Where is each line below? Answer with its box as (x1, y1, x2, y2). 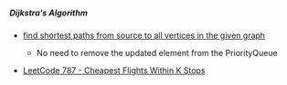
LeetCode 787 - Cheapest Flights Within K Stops (22, 64, 206, 76)
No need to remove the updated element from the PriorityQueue (36, 47, 278, 58)
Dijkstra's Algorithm (9, 7, 89, 18)
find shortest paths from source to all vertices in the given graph (22, 30, 266, 41)
